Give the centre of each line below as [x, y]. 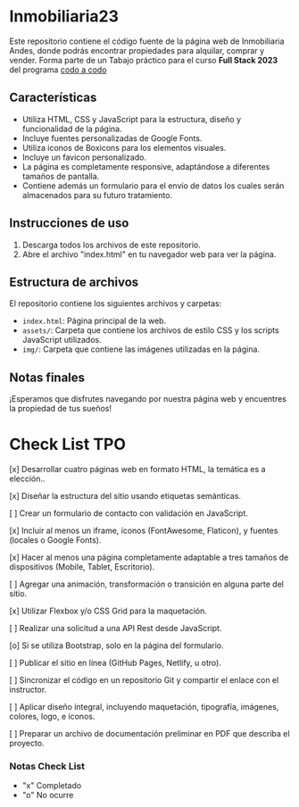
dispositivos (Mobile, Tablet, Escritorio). [82, 567]
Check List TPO [68, 445]
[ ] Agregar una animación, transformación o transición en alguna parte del [146, 584]
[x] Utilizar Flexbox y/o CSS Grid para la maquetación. [108, 611]
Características [53, 98]
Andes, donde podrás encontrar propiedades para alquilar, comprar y [137, 50]
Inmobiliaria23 [64, 17]
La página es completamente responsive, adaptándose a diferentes [146, 166]
